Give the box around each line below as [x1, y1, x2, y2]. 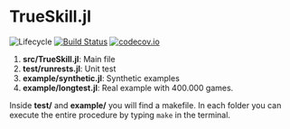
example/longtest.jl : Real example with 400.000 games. [22, 82, 234, 93]
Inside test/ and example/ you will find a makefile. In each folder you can [9, 99, 282, 110]
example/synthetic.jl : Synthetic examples [22, 72, 181, 83]
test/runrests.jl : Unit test [22, 63, 117, 74]
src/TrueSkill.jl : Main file [22, 53, 116, 64]
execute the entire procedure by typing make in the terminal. [9, 109, 230, 120]
